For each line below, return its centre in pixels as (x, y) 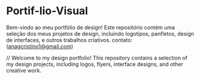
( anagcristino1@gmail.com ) (40, 46)
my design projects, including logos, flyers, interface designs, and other (95, 64)
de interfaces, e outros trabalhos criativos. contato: (69, 40)
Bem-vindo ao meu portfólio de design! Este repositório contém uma (91, 27)
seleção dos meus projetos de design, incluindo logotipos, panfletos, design (100, 33)
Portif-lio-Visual (47, 11)
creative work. (24, 70)
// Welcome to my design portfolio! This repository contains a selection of (97, 58)
